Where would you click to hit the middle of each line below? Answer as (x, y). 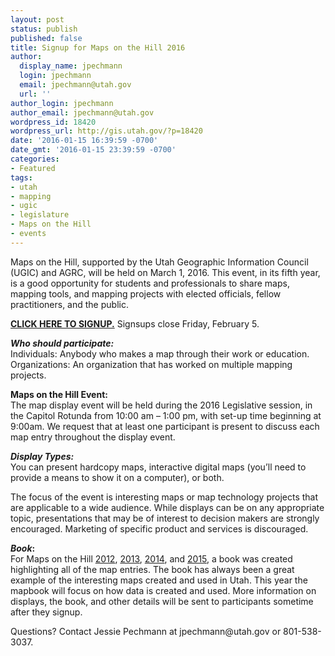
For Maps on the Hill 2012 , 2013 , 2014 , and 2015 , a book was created (151, 558)
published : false (46, 38)
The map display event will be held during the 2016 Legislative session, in (161, 405)
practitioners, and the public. (69, 304)
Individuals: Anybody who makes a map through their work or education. (160, 353)
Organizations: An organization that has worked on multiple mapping (151, 364)
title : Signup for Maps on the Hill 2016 (98, 47)
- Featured (33, 168)
